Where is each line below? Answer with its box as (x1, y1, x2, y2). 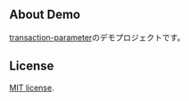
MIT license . (9, 82, 55, 93)
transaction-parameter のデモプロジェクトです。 (9, 31, 185, 43)
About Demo (9, 7, 81, 22)
